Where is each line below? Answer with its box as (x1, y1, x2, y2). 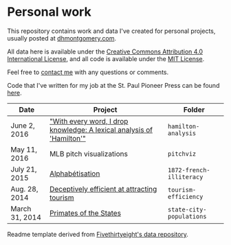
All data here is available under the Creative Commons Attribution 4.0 (7, 47, 203, 56)
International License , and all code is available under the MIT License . (7, 54, 205, 62)
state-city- (167, 205, 207, 213)
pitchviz (167, 150, 197, 158)
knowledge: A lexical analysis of (49, 125, 153, 135)
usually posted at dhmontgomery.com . (7, 34, 117, 42)
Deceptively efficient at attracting (49, 184, 157, 194)
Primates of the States (49, 208, 122, 218)
